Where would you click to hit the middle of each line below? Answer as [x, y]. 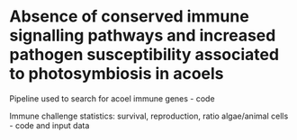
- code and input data [49, 125]
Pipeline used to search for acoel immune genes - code [112, 98]
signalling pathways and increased [143, 35]
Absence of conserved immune [129, 17]
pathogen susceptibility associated [144, 55]
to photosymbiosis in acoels [117, 74]
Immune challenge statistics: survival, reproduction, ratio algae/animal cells [149, 116]
